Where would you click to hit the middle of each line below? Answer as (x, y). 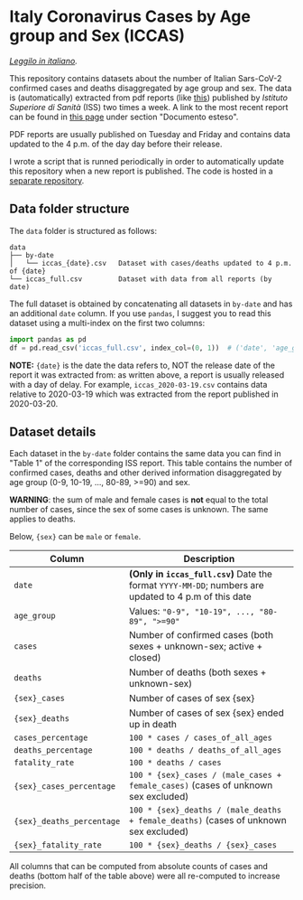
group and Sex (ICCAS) (97, 36)
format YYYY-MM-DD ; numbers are (197, 586)
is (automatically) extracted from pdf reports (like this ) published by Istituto (149, 98)
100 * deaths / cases (175, 763)
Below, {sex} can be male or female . (75, 537)
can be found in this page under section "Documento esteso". (124, 117)
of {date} (28, 271)
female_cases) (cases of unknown (201, 785)
